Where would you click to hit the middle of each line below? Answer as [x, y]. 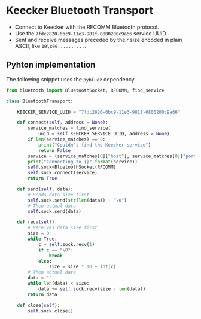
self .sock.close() [51, 311]
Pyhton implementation [51, 65]
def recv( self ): [37, 222]
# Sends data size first [59, 195]
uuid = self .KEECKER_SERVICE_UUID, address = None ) [104, 134]
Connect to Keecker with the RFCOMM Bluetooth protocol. [87, 27]
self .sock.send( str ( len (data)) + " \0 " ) [77, 200]
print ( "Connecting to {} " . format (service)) [83, 162]
